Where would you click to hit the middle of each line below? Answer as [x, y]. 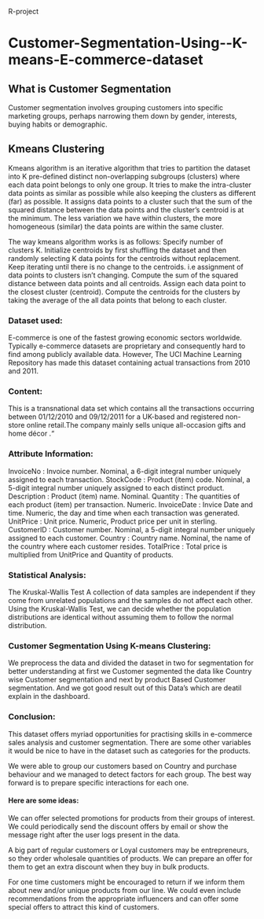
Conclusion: [32, 717]
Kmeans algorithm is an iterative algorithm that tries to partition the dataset [129, 167]
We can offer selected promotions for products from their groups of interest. [132, 818]
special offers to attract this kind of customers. [84, 906]
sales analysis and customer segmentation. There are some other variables [130, 742]
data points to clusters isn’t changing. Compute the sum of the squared [123, 275]
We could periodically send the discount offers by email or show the [118, 826]
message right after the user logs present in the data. [94, 834]
